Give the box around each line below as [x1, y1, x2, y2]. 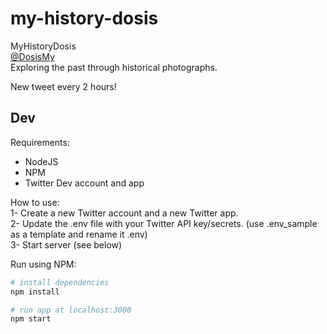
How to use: [10, 196, 60, 208]
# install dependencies [10, 277, 110, 287]
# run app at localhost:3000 [10, 305, 132, 315]
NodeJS [24, 155, 59, 167]
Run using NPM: [10, 258, 77, 270]
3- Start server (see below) [10, 238, 123, 251]
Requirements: [10, 136, 70, 148]
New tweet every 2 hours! [10, 80, 117, 92]
